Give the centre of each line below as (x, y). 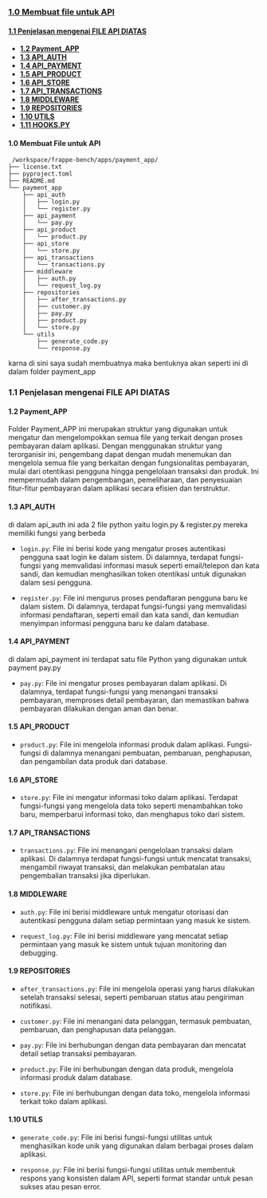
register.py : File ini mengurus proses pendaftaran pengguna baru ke (134, 597)
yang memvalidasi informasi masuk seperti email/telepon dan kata (151, 566)
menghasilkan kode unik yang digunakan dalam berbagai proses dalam (136, 1146)
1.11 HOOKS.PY (45, 125)
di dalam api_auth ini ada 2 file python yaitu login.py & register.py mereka (128, 524)
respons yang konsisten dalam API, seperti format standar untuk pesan (136, 1178)
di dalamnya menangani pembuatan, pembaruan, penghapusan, (147, 753)
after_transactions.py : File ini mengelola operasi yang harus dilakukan (137, 988)
